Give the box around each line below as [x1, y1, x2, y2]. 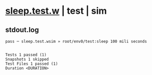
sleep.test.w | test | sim [5, 5, 107, 17]
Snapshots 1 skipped [5, 57, 49, 62]
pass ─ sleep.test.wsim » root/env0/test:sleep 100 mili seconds [5, 39, 147, 44]
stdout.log [5, 26, 39, 34]
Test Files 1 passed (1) [5, 61, 58, 66]
